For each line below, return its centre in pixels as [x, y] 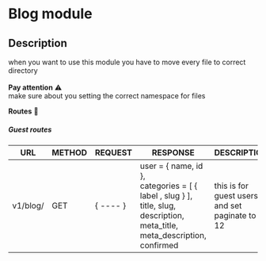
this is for [232, 186]
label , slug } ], [166, 195]
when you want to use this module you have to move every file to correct [127, 62]
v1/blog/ [28, 205]
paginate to [235, 215]
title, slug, [158, 205]
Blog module [50, 14]
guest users [236, 195]
